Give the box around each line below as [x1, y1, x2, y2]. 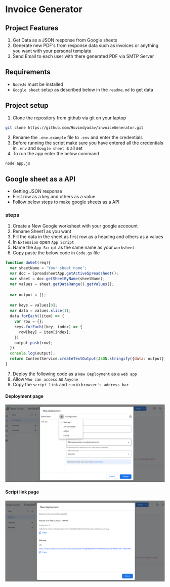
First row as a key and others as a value [12, 194, 96, 200]
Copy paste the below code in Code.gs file [12, 250, 100, 256]
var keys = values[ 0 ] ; [10, 303, 58, 308]
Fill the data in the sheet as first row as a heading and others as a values [12, 234, 163, 240]
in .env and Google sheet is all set [12, 145, 82, 151]
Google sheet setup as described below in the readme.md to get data [12, 86, 153, 93]
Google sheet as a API [5, 174, 76, 183]
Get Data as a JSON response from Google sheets [12, 37, 117, 43]
